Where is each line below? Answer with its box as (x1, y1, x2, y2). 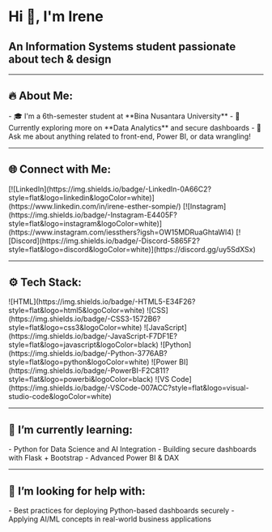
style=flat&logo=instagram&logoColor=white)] (8, 218, 163, 228)
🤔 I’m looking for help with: (8, 484, 146, 498)
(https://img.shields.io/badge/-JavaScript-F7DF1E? (8, 332, 178, 341)
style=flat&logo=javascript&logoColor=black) (8, 340, 159, 350)
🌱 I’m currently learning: (8, 423, 134, 436)
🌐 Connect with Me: (8, 162, 112, 177)
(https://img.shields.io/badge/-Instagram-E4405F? (8, 210, 178, 220)
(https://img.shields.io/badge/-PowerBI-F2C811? (8, 366, 170, 375)
